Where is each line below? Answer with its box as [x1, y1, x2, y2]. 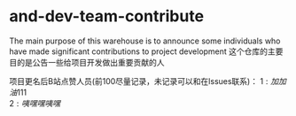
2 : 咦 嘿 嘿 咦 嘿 [9, 97, 60, 108]
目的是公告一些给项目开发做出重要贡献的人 [9, 57, 165, 67]
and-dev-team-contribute [9, 6, 205, 27]
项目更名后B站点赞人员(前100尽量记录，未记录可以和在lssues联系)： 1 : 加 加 [9, 75, 286, 86]
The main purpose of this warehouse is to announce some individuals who [9, 35, 281, 46]
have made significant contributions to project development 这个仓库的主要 [9, 46, 284, 57]
